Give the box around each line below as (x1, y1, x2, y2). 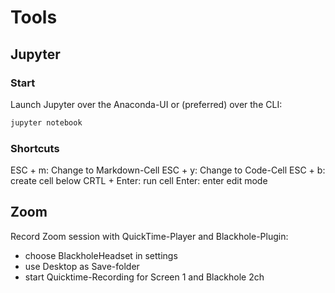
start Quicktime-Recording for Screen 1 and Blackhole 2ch (24, 271, 265, 283)
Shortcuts (10, 141, 60, 155)
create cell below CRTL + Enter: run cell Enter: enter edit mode (10, 175, 268, 187)
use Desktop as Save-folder (24, 260, 140, 272)
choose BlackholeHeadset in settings (24, 249, 178, 261)
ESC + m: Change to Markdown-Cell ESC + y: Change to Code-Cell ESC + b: (10, 164, 326, 176)
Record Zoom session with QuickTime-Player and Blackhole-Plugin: (10, 230, 289, 242)
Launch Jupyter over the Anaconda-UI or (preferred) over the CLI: (10, 98, 283, 110)
